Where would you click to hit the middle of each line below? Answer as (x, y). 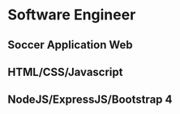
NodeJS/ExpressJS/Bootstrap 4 (90, 100)
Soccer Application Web (70, 45)
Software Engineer (72, 15)
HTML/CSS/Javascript (65, 72)
